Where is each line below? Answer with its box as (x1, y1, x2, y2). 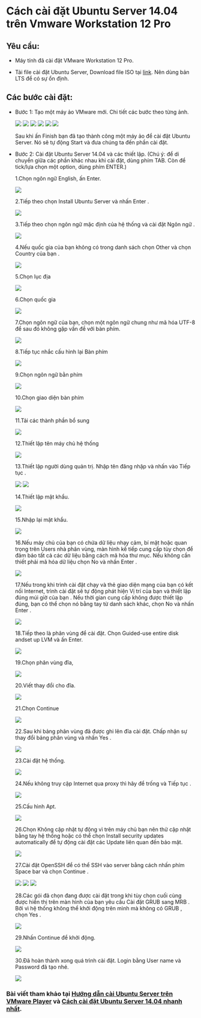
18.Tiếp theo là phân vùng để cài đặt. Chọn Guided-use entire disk (14, 630, 179, 637)
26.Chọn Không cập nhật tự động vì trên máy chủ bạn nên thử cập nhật (14, 826, 191, 833)
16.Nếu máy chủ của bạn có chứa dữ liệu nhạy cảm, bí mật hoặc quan (14, 539, 187, 546)
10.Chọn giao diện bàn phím (14, 394, 84, 401)
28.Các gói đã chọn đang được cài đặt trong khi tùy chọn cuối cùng (14, 892, 182, 899)
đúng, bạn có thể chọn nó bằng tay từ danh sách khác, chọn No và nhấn (14, 600, 194, 607)
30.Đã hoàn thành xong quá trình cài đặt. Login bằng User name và (14, 957, 181, 964)
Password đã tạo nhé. (14, 963, 69, 970)
